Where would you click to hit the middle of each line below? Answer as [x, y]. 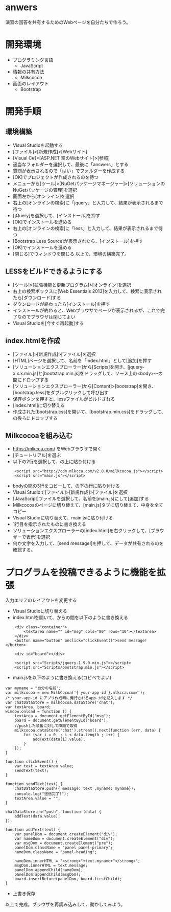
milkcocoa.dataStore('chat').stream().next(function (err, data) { [88, 731]
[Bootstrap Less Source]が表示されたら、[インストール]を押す [78, 241]
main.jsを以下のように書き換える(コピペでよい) [62, 678]
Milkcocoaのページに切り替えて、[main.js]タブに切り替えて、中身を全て [88, 505]
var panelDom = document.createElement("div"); [66, 834]
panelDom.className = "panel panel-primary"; [64, 848]
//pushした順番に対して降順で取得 [46, 726]
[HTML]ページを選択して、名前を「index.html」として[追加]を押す [82, 360]
